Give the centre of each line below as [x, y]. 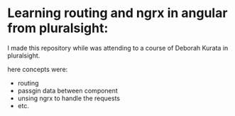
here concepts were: [38, 69]
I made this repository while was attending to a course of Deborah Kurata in [118, 48]
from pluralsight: [58, 28]
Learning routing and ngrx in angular [117, 13]
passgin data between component [68, 90]
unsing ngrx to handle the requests [69, 98]
